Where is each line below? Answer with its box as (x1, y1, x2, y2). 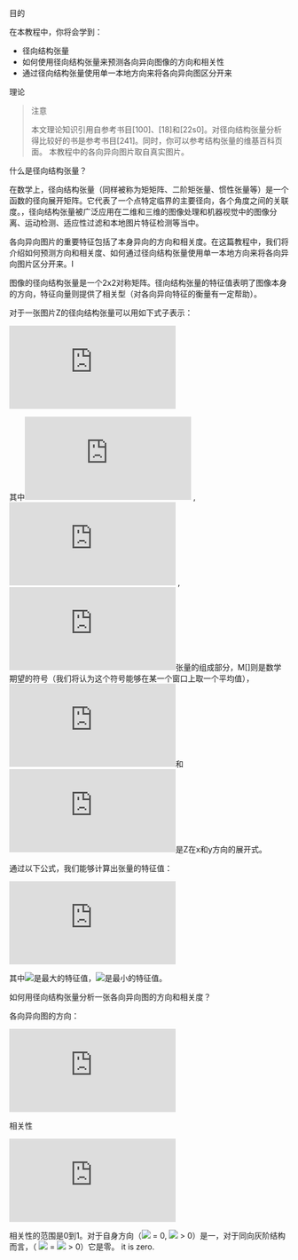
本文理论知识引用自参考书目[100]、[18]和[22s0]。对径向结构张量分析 (30, 124, 282, 135)
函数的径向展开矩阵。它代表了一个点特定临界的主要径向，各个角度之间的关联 (9, 195, 289, 206)
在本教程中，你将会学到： (9, 27, 103, 37)
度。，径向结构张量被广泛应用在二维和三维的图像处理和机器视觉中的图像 (9, 207, 270, 217)
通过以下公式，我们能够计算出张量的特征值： (9, 863, 173, 873)
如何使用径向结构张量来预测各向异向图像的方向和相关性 (21, 57, 224, 67)
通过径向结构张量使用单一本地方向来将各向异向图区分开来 (21, 67, 232, 78)
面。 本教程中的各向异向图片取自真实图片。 (30, 147, 189, 157)
